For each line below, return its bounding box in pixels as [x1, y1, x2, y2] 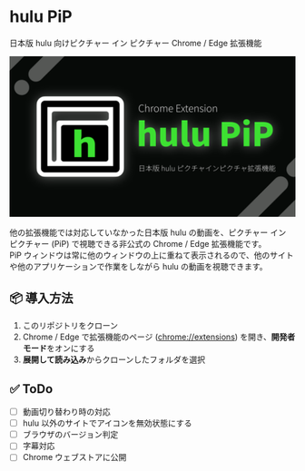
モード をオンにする [22, 343, 95, 354]
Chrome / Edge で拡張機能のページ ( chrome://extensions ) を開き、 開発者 [22, 331, 296, 342]
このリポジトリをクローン [22, 320, 119, 331]
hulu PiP [9, 6, 73, 27]
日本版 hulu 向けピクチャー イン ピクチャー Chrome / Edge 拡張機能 [9, 37, 262, 48]
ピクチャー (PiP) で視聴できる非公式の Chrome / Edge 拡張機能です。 [9, 239, 267, 250]
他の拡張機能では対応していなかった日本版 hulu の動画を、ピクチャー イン [9, 227, 287, 238]
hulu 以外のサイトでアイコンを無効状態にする [22, 417, 192, 428]
